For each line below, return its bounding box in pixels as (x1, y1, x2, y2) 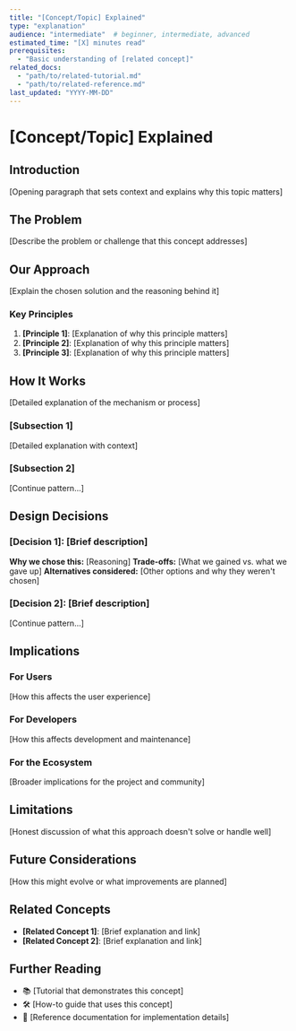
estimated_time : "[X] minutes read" (9, 38, 146, 48)
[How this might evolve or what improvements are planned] (9, 876, 228, 887)
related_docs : (9, 64, 63, 73)
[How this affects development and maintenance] (9, 733, 191, 744)
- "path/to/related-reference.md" (17, 80, 146, 89)
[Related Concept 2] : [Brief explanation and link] (21, 935, 203, 946)
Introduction (9, 162, 80, 178)
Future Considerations (9, 853, 137, 868)
